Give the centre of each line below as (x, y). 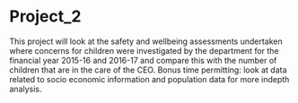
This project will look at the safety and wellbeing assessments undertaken (146, 41)
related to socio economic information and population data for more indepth (149, 79)
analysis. (26, 89)
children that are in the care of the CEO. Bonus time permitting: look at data (148, 70)
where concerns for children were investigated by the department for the (145, 50)
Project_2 (45, 17)
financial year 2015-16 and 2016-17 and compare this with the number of (143, 60)
